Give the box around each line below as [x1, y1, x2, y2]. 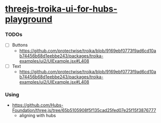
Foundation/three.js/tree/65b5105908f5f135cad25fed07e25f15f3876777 [12, 107, 156, 113]
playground [5, 14, 52, 25]
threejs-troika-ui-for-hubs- [5, 3, 118, 15]
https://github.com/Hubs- [12, 102, 64, 108]
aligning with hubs [19, 112, 56, 118]
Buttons [12, 42, 28, 48]
